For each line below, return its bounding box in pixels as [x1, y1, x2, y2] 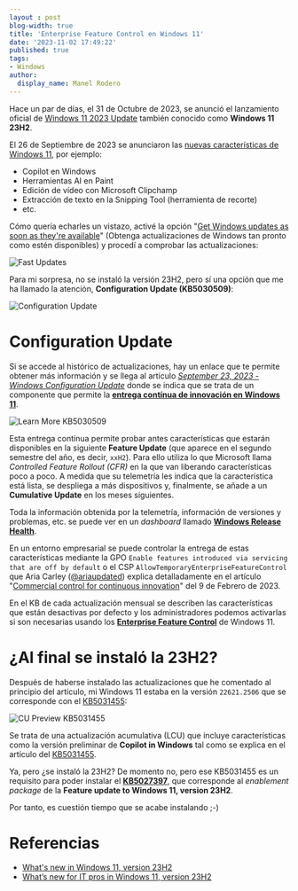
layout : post [9, 12, 62, 22]
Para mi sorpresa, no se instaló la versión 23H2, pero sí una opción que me [9, 274, 284, 285]
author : [9, 71, 38, 80]
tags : [9, 54, 29, 63]
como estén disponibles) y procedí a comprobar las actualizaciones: [9, 239, 259, 250]
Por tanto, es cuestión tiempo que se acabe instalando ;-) [9, 801, 219, 812]
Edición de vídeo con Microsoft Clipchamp [21, 184, 177, 195]
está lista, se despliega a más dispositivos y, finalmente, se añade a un [9, 480, 268, 490]
